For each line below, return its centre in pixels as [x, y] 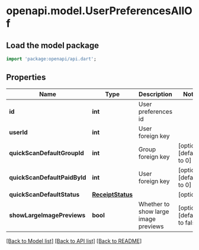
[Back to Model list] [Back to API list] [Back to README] [74, 241]
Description [155, 94]
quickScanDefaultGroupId [46, 153]
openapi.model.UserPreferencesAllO [99, 11]
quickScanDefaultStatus [44, 194]
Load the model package [53, 45]
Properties [26, 77]
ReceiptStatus [112, 194]
